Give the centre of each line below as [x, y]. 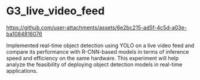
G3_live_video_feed [56, 11]
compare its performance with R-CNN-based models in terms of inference [98, 51]
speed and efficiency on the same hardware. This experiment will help [93, 58]
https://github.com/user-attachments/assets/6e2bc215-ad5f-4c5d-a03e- [96, 27]
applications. [22, 70]
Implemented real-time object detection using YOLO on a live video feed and [100, 45]
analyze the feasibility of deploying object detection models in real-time [94, 64]
